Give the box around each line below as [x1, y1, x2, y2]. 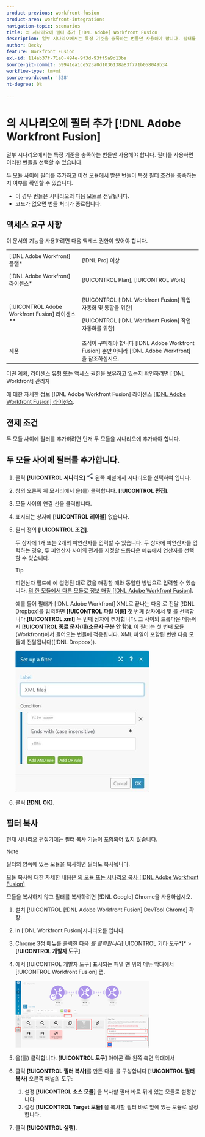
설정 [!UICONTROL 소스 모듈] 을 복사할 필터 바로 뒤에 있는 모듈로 [24, 1088, 180, 1095]
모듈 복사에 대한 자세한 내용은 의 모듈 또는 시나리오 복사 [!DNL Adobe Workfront [6, 873, 199, 881]
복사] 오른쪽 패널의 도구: [15, 1075, 73, 1082]
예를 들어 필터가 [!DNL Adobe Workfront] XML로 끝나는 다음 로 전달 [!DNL [15, 599, 195, 607]
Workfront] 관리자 [6, 377, 50, 384]
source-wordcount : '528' [6, 74, 70, 81]
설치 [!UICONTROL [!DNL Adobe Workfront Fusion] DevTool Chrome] [15, 906, 188, 913]
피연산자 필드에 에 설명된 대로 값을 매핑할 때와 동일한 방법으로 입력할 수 [15, 579, 185, 587]
